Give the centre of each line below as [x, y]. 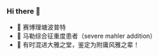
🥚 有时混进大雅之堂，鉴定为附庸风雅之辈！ [78, 45]
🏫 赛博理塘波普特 [41, 27]
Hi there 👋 [24, 11]
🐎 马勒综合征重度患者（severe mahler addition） [87, 36]
